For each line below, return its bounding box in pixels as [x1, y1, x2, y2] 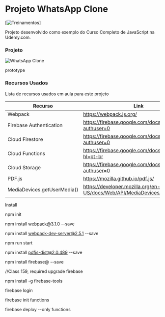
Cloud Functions [7, 150, 46, 157]
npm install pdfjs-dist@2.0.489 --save [5, 249, 82, 255]
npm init [5, 211, 22, 217]
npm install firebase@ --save [5, 259, 64, 264]
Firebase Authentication [7, 122, 63, 129]
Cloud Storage [7, 164, 41, 171]
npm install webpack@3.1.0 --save [5, 221, 75, 227]
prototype [5, 67, 26, 73]
